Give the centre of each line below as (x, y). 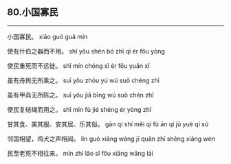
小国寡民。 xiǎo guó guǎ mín (47, 36)
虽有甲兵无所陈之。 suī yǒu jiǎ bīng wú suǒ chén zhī (80, 95)
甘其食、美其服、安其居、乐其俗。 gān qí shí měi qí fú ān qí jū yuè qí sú (108, 124)
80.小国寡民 (33, 12)
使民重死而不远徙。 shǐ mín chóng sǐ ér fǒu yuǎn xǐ (78, 66)
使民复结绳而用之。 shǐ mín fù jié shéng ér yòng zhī (79, 109)
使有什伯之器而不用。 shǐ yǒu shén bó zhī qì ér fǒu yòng (86, 51)
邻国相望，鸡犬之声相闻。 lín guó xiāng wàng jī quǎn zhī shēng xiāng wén (111, 139)
